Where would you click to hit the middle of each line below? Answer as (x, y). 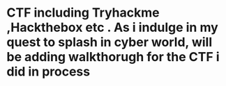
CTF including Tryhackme (83, 13)
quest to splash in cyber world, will (110, 42)
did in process (48, 72)
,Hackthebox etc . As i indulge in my (113, 27)
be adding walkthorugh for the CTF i (113, 57)
